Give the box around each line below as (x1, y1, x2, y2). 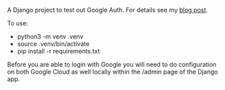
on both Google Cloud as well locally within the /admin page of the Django (7, 68, 219, 76)
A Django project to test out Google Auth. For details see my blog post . (7, 6, 208, 14)
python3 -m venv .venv (17, 32, 84, 41)
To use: (7, 19, 29, 27)
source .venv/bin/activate (17, 40, 90, 47)
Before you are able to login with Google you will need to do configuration (7, 60, 217, 68)
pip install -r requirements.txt (17, 47, 100, 55)
